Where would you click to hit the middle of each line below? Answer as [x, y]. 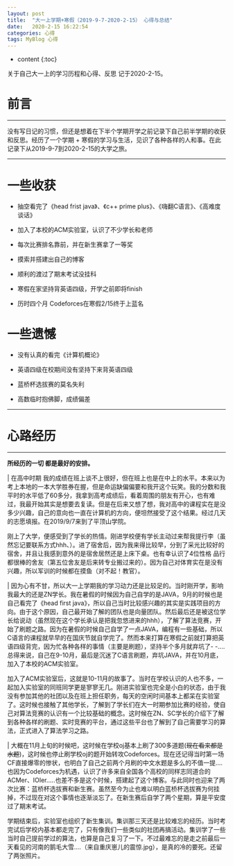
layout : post [26, 14]
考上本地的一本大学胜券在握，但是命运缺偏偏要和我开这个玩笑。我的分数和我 [116, 486]
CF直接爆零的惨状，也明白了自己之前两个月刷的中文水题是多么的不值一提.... [115, 763]
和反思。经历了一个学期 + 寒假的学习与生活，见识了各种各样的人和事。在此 [114, 140]
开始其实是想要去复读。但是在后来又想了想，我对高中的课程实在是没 [128, 503]
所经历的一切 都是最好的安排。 [51, 463]
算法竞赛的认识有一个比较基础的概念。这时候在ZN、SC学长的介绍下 [116, 713]
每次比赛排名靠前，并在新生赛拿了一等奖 [75, 244]
